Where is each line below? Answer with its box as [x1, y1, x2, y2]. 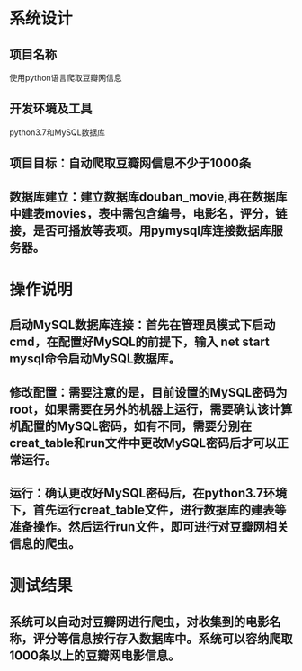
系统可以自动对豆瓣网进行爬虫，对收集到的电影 [9, 613, 270, 630]
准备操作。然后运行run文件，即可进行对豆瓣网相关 [9, 519, 289, 534]
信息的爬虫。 [9, 536, 81, 551]
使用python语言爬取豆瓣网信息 [9, 73, 122, 83]
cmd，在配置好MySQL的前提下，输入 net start [9, 335, 270, 350]
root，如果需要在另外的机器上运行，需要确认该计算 [9, 401, 293, 416]
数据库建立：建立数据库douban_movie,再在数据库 [9, 189, 288, 204]
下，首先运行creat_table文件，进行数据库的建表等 [9, 502, 287, 517]
